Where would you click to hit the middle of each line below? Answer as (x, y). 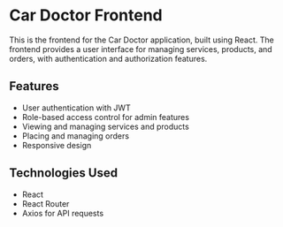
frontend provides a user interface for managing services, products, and (141, 49)
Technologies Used (63, 173)
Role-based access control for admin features (106, 117)
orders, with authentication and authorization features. (108, 58)
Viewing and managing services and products (106, 126)
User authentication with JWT (76, 108)
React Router (46, 203)
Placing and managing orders (76, 136)
